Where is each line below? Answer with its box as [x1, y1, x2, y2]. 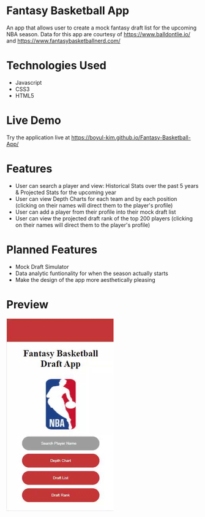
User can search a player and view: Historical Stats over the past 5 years [15, 182, 199, 189]
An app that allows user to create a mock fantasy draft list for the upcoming [6, 24, 197, 31]
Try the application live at [6, 133, 70, 141]
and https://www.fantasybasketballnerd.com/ [6, 37, 121, 44]
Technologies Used [6, 59, 107, 72]
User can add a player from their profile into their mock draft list [15, 208, 176, 216]
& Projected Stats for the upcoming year [15, 189, 117, 196]
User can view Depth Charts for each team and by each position [15, 195, 177, 203]
